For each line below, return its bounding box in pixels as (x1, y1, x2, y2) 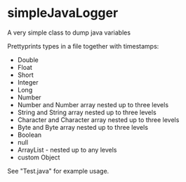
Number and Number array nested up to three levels (17, 100, 169, 109)
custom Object (17, 153, 60, 162)
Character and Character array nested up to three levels (17, 115, 180, 124)
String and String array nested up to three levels (17, 108, 157, 116)
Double (17, 55, 39, 64)
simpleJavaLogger (7, 5, 119, 21)
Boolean (17, 131, 42, 139)
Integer (17, 78, 39, 86)
